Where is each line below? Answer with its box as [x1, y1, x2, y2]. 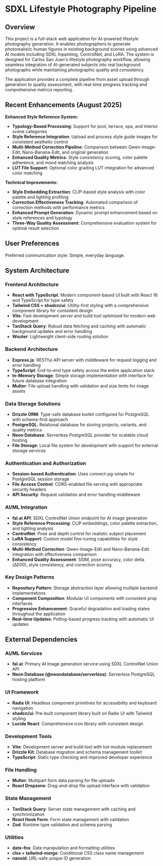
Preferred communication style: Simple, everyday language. [5, 252, 125, 258]
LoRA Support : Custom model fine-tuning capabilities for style [12, 536, 138, 541]
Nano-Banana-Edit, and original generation [22, 149, 109, 155]
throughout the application [12, 611, 66, 617]
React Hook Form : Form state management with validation [12, 816, 129, 822]
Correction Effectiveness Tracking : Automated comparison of [12, 199, 138, 205]
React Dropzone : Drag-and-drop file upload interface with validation [12, 783, 150, 789]
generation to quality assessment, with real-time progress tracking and [5, 82, 147, 87]
